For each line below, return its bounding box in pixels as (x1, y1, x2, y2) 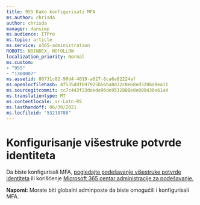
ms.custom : (6, 59, 34, 65)
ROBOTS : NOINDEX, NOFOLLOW (6, 48, 74, 54)
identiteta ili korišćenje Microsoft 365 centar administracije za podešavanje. (6, 175, 194, 182)
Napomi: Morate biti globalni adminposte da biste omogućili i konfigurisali (6, 186, 190, 194)
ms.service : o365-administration (6, 43, 90, 49)
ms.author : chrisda (6, 14, 55, 20)
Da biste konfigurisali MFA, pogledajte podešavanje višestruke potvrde (6, 168, 182, 175)
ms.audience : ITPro (6, 31, 55, 37)
